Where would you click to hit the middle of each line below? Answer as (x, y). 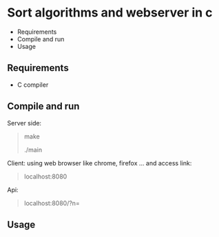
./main (33, 150)
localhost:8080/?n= (52, 203)
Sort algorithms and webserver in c (110, 13)
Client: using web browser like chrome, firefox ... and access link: (100, 163)
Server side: (24, 123)
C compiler (33, 85)
